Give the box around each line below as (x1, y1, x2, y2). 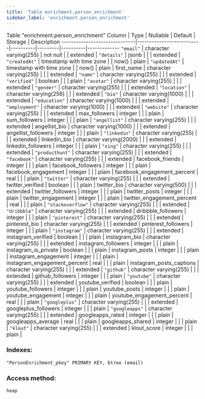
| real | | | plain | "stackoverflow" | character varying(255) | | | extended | (6, 200, 190, 208)
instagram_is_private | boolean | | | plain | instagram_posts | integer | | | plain (6, 246, 199, 253)
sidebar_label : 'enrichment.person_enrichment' (6, 15, 130, 21)
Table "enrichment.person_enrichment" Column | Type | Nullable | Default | (6, 31, 196, 39)
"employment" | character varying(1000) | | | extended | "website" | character (6, 103, 199, 110)
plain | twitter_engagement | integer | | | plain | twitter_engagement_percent (6, 194, 197, 201)
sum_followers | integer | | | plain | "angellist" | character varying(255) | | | (6, 116, 196, 123)
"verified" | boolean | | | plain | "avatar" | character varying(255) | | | (6, 77, 182, 84)
